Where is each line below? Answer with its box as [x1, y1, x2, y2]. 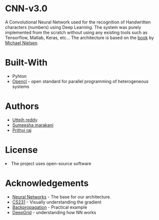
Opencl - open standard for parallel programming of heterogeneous [12, 78, 149, 84]
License [5, 145, 38, 155]
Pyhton [12, 73, 27, 79]
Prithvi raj [12, 127, 32, 133]
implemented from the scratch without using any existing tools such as [5, 29, 148, 35]
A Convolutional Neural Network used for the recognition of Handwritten [5, 19, 151, 25]
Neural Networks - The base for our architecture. [12, 194, 112, 199]
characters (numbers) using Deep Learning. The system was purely [5, 24, 141, 30]
